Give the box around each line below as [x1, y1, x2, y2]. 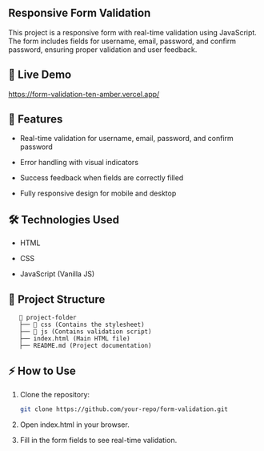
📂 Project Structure [8, 292, 106, 306]
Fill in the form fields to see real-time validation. [19, 435, 178, 445]
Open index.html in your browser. [19, 420, 130, 429]
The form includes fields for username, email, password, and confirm [8, 36, 237, 46]
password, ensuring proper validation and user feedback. [8, 44, 198, 54]
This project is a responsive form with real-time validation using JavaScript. [8, 27, 258, 37]
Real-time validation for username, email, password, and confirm [19, 134, 234, 143]
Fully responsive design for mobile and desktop [19, 188, 177, 199]
